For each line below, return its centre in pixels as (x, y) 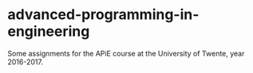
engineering (49, 31)
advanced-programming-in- (103, 15)
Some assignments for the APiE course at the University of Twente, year (126, 53)
